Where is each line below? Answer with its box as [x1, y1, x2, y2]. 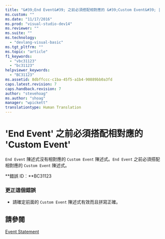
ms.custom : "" [5, 12, 35, 17]
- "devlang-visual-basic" [9, 40, 64, 45]
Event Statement [5, 228, 39, 235]
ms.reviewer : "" [5, 26, 39, 31]
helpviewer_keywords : [5, 68, 50, 73]
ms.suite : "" [5, 30, 32, 35]
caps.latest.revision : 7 [5, 81, 57, 86]
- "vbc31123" [9, 58, 37, 63]
